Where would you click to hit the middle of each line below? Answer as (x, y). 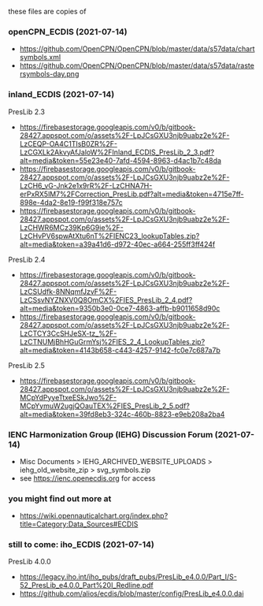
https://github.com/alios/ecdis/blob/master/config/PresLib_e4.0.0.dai (131, 593)
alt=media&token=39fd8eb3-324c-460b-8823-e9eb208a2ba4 (122, 414)
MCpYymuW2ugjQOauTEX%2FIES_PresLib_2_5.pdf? (105, 406)
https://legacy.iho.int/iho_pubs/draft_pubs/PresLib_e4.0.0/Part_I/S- (128, 577)
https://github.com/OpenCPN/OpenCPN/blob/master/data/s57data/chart (137, 49)
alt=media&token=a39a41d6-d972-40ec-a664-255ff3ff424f (117, 244)
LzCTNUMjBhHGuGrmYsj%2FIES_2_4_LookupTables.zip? (112, 341)
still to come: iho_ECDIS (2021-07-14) (81, 545)
